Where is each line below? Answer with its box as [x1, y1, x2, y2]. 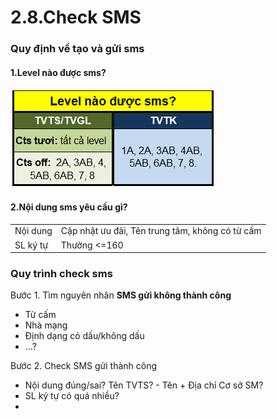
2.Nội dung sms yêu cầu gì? [10, 201, 128, 213]
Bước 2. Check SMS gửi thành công [10, 360, 158, 372]
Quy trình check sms [10, 266, 113, 280]
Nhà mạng [24, 319, 68, 331]
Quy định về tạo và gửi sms [10, 42, 145, 56]
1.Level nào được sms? [10, 66, 107, 78]
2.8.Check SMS [10, 6, 142, 29]
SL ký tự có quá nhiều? [24, 390, 120, 402]
